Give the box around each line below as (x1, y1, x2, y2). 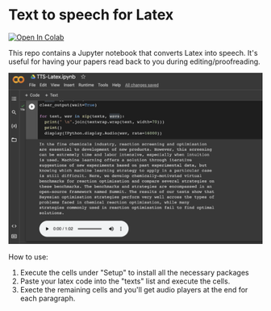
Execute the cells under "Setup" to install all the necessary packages (19, 268, 249, 278)
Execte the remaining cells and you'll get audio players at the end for (19, 285, 248, 295)
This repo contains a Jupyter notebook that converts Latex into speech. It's (8, 48, 258, 57)
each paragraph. (19, 293, 76, 304)
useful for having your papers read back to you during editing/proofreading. (8, 57, 261, 66)
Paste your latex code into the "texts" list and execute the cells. (19, 276, 231, 286)
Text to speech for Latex (8, 6, 174, 24)
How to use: (8, 252, 48, 262)
